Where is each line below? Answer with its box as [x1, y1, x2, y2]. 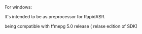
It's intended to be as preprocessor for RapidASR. [4, 14, 106, 19]
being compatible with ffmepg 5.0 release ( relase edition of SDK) [4, 23, 138, 29]
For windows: [4, 4, 33, 10]
